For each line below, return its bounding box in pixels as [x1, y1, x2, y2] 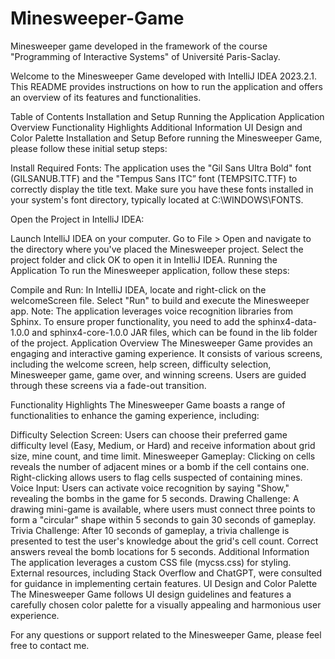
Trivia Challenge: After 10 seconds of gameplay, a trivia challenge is [10, 524, 290, 536]
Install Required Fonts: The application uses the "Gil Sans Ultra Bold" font [10, 162, 312, 174]
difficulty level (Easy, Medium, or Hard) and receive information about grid [10, 439, 316, 451]
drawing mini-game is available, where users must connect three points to [10, 503, 316, 515]
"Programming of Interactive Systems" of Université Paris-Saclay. [10, 50, 281, 62]
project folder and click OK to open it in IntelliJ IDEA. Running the [10, 253, 278, 266]
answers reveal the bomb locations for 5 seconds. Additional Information [10, 545, 310, 557]
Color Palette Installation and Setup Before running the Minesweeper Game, [10, 132, 323, 144]
